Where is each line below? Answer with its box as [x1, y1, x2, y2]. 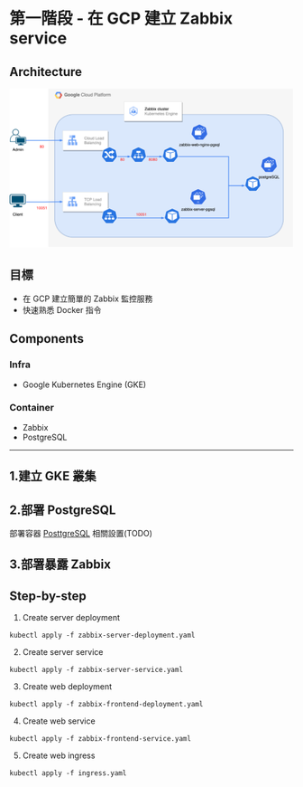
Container [9, 402, 54, 414]
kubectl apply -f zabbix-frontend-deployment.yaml [9, 700, 204, 709]
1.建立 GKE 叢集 [9, 469, 96, 484]
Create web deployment [22, 681, 113, 692]
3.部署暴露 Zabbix [9, 557, 111, 573]
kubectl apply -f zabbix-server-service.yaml [9, 666, 183, 675]
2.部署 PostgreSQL [9, 502, 116, 517]
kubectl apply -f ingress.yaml [9, 769, 127, 778]
